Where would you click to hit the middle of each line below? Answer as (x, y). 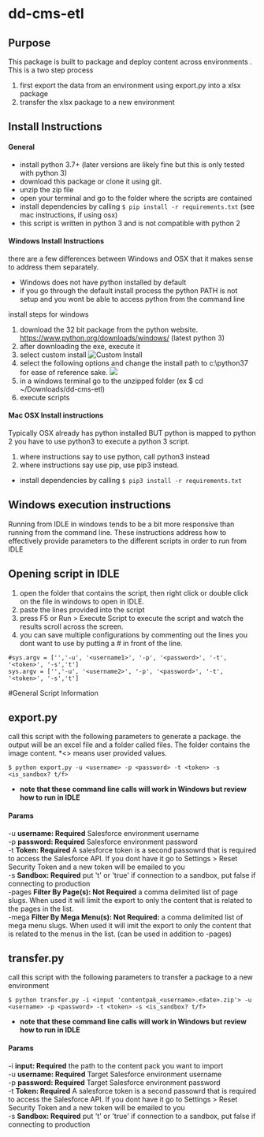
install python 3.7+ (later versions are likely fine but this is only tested (132, 164)
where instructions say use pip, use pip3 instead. (99, 465)
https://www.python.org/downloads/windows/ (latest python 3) (122, 338)
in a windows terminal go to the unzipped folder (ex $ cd (111, 381)
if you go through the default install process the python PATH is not (128, 290)
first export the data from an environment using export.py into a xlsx (130, 85)
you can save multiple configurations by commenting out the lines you (134, 634)
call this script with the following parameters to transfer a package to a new (131, 977)
